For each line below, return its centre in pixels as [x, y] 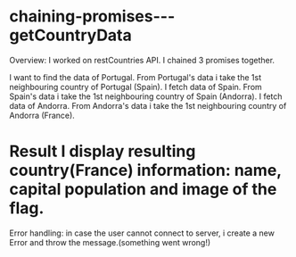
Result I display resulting [103, 151]
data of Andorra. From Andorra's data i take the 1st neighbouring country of [148, 105]
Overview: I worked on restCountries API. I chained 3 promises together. [142, 60]
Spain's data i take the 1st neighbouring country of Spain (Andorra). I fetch [146, 96]
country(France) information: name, [146, 170]
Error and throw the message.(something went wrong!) [110, 242]
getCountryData [70, 35]
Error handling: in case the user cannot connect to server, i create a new [142, 233]
